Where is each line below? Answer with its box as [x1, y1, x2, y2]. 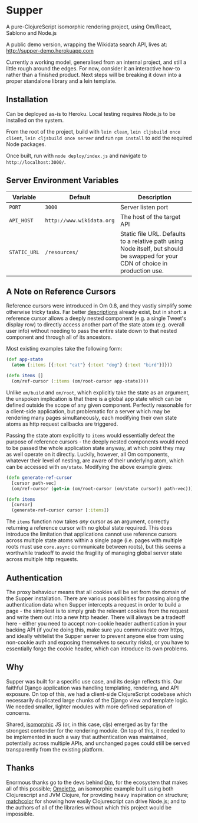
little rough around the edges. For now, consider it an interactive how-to [6, 64, 180, 72]
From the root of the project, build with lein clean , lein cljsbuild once [6, 128, 181, 135]
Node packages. [6, 140, 46, 148]
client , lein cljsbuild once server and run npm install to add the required [6, 134, 192, 141]
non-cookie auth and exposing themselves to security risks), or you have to [6, 639, 190, 646]
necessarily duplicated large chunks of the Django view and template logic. [6, 696, 189, 704]
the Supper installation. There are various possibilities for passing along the [6, 595, 190, 602]
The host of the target [120, 212, 181, 221]
